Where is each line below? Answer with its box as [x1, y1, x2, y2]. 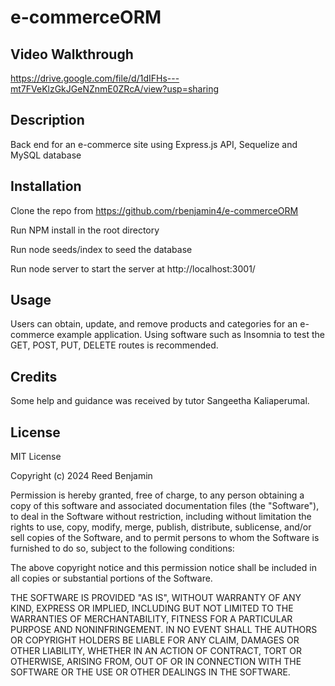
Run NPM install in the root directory [10, 224, 160, 236]
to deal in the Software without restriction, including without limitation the [10, 511, 312, 523]
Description [10, 112, 85, 129]
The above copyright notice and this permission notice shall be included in [10, 562, 317, 574]
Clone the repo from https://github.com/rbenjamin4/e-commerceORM [10, 204, 299, 216]
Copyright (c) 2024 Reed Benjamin [10, 470, 153, 482]
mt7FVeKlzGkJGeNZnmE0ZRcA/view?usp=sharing [10, 83, 220, 95]
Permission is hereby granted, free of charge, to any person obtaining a [10, 489, 305, 501]
